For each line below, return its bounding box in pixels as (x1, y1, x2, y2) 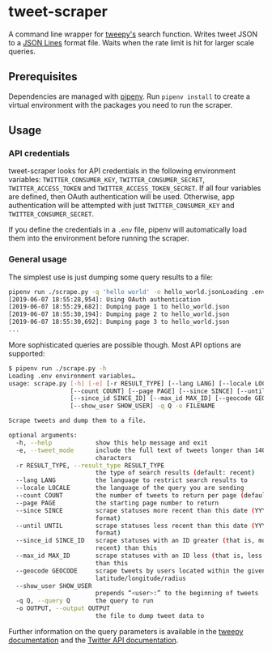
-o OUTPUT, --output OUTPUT (15, 604, 111, 613)
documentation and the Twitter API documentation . (8, 635, 179, 645)
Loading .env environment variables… (8, 372, 136, 380)
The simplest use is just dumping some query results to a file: (8, 272, 213, 282)
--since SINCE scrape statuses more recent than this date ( (15, 506, 255, 514)
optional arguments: (8, 432, 79, 440)
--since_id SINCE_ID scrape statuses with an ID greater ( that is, (15, 537, 255, 545)
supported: (8, 348, 45, 358)
